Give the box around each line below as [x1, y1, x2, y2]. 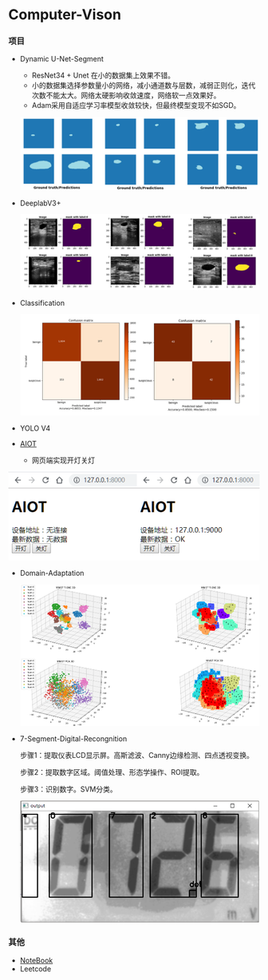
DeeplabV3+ [19, 198, 61, 208]
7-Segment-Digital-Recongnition [19, 733, 128, 744]
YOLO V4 [19, 423, 50, 433]
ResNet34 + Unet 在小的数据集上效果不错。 [31, 70, 175, 81]
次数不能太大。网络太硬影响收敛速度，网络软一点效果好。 [31, 90, 221, 101]
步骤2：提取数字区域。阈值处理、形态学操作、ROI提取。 [19, 767, 204, 776]
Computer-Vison [8, 6, 122, 24]
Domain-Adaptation [19, 569, 85, 578]
